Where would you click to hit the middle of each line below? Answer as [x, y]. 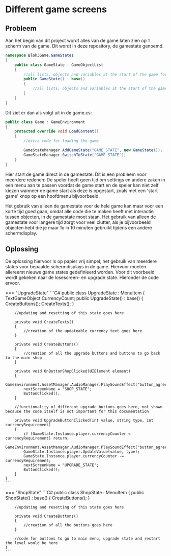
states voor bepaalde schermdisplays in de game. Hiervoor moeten [76, 267]
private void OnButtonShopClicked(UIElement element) [73, 372]
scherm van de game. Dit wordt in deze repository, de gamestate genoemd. [84, 46]
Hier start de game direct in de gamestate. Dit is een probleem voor [76, 174]
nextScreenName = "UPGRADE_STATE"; [61, 465]
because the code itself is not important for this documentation [77, 412]
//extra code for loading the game [61, 141]
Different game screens [56, 9]
